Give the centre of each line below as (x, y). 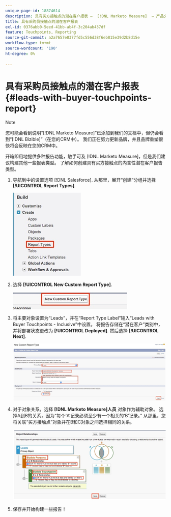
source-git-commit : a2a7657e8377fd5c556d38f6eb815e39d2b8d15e (73, 38)
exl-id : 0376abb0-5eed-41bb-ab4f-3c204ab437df (55, 27)
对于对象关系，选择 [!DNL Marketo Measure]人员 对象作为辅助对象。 (85, 409)
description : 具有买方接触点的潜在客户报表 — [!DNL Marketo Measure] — (80, 16)
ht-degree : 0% (20, 53)
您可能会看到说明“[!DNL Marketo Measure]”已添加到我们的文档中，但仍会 (82, 133)
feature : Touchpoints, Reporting (41, 32)
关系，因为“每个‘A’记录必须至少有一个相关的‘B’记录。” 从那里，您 (99, 415)
